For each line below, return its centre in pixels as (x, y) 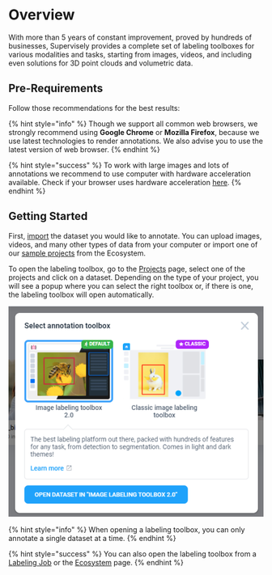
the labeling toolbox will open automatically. (81, 294)
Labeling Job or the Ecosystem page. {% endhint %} (96, 562)
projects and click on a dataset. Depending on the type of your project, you (134, 277)
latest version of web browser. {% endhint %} (84, 149)
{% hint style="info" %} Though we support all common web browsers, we (133, 124)
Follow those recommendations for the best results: (94, 108)
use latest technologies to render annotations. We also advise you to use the (136, 141)
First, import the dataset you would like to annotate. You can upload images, (135, 235)
